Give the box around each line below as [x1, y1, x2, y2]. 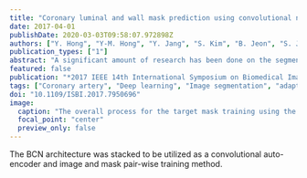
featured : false [9, 65, 71, 74]
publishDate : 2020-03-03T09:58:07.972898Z [9, 30, 174, 39]
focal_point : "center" [17, 115, 104, 124]
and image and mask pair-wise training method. [42, 159, 223, 169]
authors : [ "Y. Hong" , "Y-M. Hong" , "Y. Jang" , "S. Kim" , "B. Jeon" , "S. [9, 38, 292, 48]
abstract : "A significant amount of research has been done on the [9, 56, 272, 65]
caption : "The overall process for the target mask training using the [17, 107, 297, 116]
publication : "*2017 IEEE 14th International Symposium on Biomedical [9, 73, 284, 82]
